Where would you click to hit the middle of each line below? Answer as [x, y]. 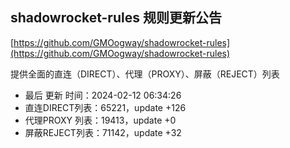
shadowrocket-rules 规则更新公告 [116, 18]
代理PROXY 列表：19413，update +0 [100, 120]
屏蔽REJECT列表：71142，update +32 [103, 132]
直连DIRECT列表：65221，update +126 [105, 107]
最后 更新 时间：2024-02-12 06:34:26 [103, 95]
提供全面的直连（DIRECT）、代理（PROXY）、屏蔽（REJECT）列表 [145, 74]
